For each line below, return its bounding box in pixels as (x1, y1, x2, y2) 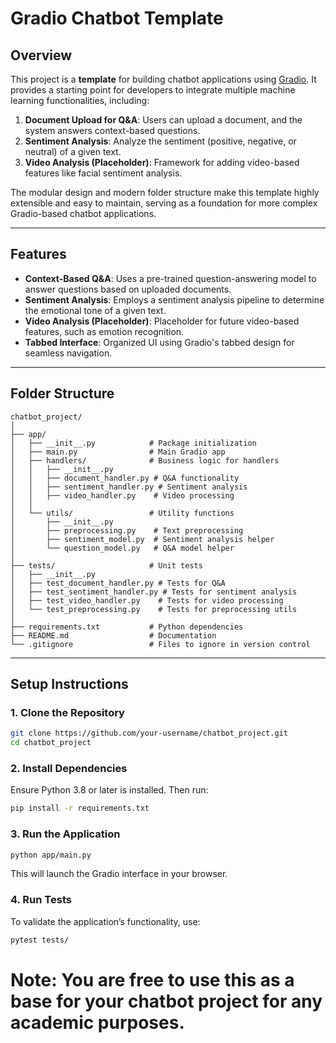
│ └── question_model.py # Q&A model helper (10, 543, 235, 553)
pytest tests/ (10, 935, 70, 945)
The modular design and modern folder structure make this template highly (10, 187, 320, 198)
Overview (10, 47, 73, 64)
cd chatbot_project (10, 738, 92, 748)
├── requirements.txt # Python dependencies (10, 622, 244, 632)
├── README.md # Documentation (10, 630, 217, 641)
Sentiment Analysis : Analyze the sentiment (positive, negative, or (24, 135, 297, 147)
